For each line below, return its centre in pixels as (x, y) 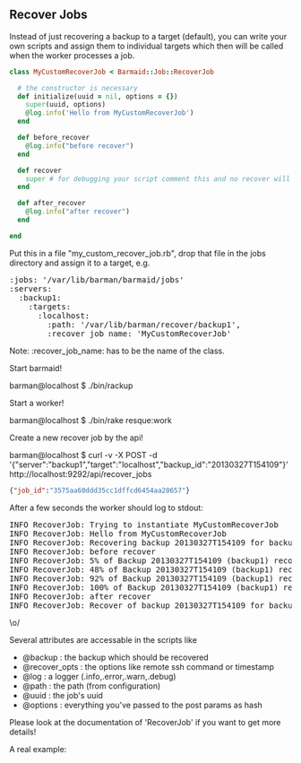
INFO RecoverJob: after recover (80, 596)
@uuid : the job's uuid (62, 695)
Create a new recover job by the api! (76, 438)
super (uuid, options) (65, 105)
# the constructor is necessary (78, 88)
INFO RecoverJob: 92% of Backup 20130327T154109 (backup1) (142, 578)
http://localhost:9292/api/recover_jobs (81, 473)
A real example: (38, 749)
